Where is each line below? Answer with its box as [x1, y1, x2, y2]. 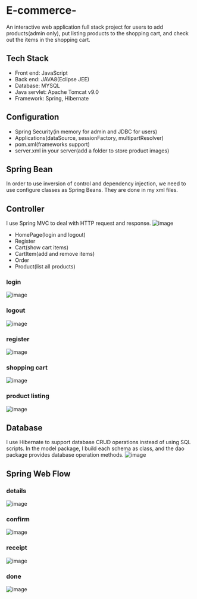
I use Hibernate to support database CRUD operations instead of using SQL [6, 439, 192, 446]
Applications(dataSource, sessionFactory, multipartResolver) [14, 134, 164, 141]
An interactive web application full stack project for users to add [6, 23, 164, 30]
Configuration [6, 112, 60, 123]
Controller [6, 204, 45, 214]
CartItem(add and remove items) [14, 250, 95, 258]
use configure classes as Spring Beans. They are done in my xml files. [6, 187, 179, 194]
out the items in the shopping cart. [6, 36, 90, 43]
